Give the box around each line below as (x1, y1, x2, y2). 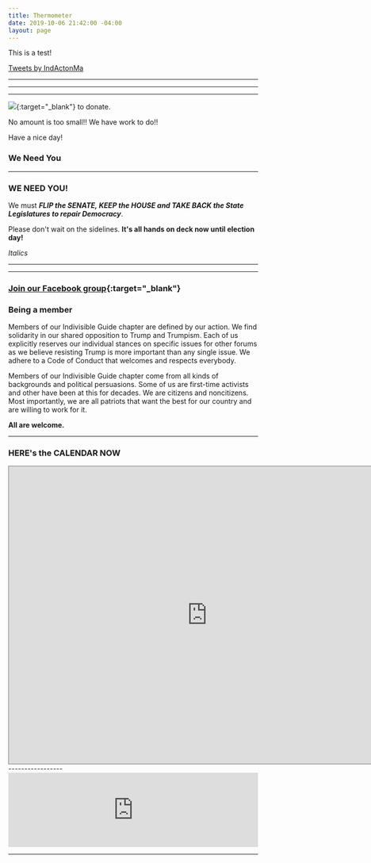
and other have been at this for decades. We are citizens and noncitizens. (8, 388, 249, 397)
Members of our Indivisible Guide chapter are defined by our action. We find (8, 322, 258, 332)
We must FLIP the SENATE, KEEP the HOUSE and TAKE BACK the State (8, 200, 244, 210)
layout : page (8, 26, 52, 34)
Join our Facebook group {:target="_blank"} (8, 282, 182, 293)
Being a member (8, 304, 73, 315)
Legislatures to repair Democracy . (8, 209, 124, 218)
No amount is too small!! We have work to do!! (8, 117, 159, 127)
